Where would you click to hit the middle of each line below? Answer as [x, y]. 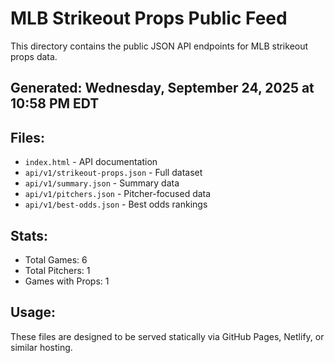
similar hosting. [41, 347]
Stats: [29, 235]
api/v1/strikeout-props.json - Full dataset [113, 173]
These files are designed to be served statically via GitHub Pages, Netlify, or [167, 336]
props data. [34, 56]
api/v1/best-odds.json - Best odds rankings [116, 204]
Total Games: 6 [56, 259]
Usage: [33, 312]
